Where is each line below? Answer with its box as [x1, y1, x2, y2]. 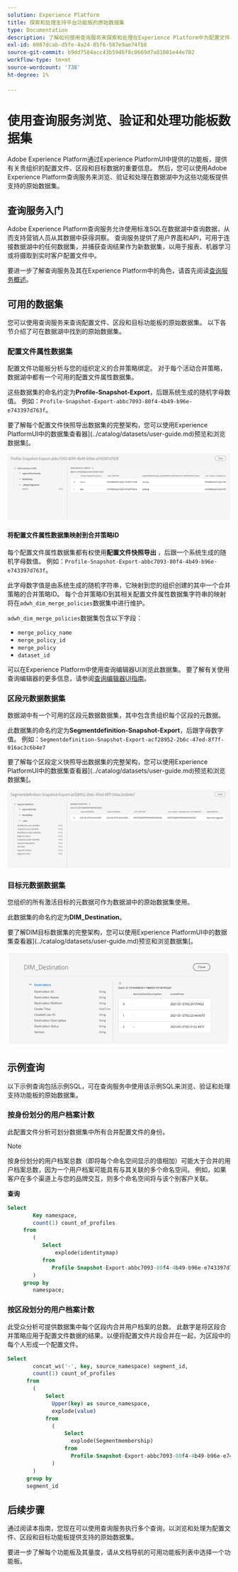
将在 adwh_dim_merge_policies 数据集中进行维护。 [7, 599, 149, 607]
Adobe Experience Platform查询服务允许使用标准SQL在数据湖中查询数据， [7, 224, 225, 234]
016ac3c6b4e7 [7, 744, 46, 751]
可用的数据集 [7, 298, 64, 310]
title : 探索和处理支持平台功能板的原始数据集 [7, 18, 125, 26]
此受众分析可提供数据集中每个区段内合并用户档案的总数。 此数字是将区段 [7, 1322, 220, 1331]
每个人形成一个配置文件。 [7, 1340, 82, 1348]
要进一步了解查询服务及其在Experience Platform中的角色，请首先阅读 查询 [7, 266, 222, 275]
